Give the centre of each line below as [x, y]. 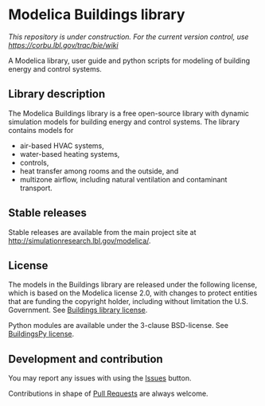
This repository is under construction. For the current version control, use [129, 37]
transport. [36, 188]
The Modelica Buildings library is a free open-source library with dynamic [129, 113]
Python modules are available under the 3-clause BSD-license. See [119, 326]
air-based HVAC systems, [62, 146]
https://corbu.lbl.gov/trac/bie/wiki [63, 45]
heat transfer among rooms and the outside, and [99, 171]
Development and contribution [86, 359]
